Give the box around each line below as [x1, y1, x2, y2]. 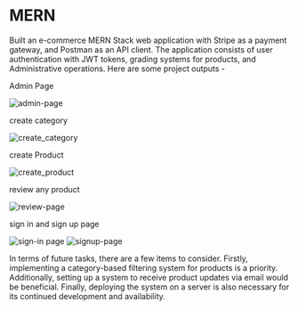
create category [9, 115, 68, 126]
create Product [9, 149, 64, 160]
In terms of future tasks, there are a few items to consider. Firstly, [9, 253, 249, 264]
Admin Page [9, 80, 54, 91]
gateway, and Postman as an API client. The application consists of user [9, 44, 273, 54]
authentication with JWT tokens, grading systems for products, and [9, 53, 256, 64]
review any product [9, 184, 80, 194]
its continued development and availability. [9, 290, 166, 301]
